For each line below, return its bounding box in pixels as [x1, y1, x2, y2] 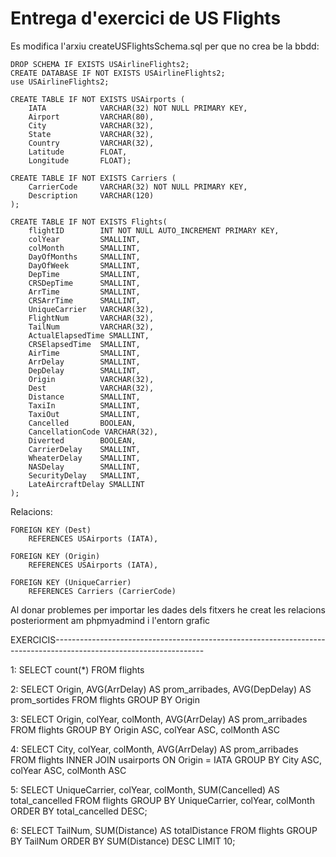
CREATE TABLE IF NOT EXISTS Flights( [10, 217, 168, 227]
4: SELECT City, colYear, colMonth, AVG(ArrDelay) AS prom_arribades [10, 743, 299, 755]
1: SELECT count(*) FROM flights [10, 663, 145, 676]
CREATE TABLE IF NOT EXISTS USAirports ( [10, 94, 186, 104]
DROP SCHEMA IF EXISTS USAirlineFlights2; [10, 59, 190, 69]
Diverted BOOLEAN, [28, 435, 137, 446]
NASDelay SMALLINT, [28, 462, 141, 472]
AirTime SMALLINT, [28, 348, 141, 358]
